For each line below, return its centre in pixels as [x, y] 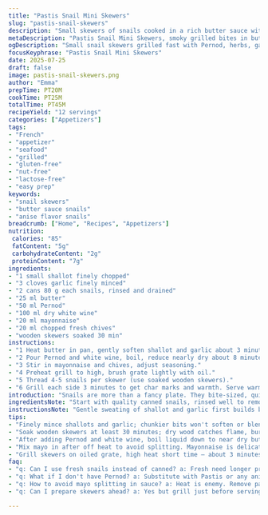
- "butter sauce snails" [49, 209]
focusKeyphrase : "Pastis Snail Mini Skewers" [85, 53]
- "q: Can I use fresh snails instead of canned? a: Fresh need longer [130, 469]
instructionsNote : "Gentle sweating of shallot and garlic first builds [132, 410]
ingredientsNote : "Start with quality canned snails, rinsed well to [126, 402]
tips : [17, 417]
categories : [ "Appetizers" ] [55, 120]
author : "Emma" [33, 82]
